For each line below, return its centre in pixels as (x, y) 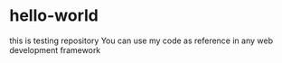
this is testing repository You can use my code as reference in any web (141, 40)
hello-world (54, 16)
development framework (55, 49)
